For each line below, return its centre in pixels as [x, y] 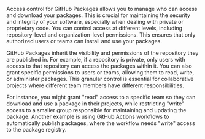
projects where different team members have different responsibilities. [95, 85]
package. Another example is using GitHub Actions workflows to [88, 116]
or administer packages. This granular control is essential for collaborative [100, 79]
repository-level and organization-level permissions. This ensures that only [101, 35]
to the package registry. [37, 130]
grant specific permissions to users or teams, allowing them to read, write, [100, 72]
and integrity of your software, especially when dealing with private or [95, 22]
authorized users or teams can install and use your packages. [84, 41]
